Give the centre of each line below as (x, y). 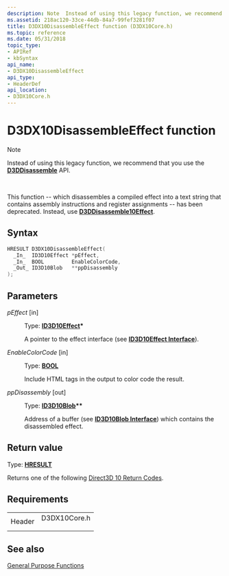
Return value (35, 448)
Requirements (38, 499)
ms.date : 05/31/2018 (37, 39)
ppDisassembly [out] (37, 392)
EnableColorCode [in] (38, 352)
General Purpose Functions (46, 566)
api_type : (21, 77)
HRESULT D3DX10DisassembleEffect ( (57, 249)
